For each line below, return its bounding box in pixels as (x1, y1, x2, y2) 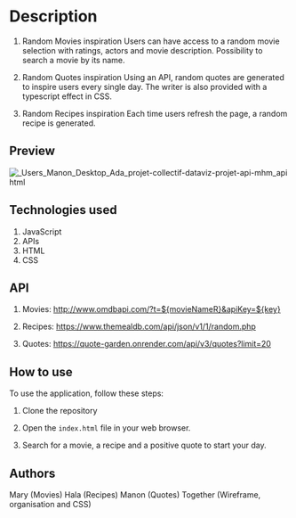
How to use (9, 364, 73, 380)
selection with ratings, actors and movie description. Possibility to (21, 45, 263, 55)
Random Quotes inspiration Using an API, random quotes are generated (21, 71, 284, 82)
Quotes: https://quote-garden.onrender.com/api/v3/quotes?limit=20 (21, 339, 271, 349)
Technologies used (9, 202, 117, 218)
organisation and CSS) (9, 499, 92, 509)
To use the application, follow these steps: (9, 388, 164, 399)
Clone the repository (21, 406, 98, 416)
